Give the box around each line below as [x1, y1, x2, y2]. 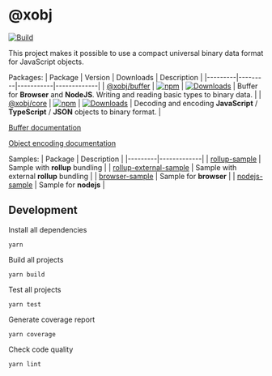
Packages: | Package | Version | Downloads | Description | [8, 72, 203, 82]
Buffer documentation [8, 122, 82, 132]
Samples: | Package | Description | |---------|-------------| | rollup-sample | [8, 154, 261, 164]
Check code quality [8, 344, 74, 354]
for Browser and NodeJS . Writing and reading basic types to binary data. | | [8, 89, 261, 99]
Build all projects [8, 254, 64, 264]
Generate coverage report [8, 314, 96, 324]
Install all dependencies [8, 224, 87, 234]
